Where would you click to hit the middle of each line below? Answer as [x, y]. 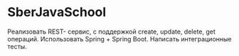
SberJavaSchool [57, 12]
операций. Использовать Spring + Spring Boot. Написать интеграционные [119, 38]
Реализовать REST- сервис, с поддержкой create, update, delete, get [111, 31]
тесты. [17, 46]
